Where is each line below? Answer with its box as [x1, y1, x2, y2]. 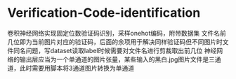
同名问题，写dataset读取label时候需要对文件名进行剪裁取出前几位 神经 [13, 46, 217, 55]
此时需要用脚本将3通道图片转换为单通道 [19, 64, 135, 72]
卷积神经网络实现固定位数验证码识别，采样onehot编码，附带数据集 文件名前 [7, 29, 227, 37]
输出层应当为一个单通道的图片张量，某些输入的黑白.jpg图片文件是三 [19, 55, 216, 64]
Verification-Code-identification [7, 5, 201, 21]
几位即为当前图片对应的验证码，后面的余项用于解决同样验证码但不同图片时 [7, 37, 223, 46]
